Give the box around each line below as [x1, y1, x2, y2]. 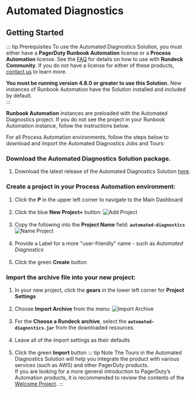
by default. [6, 92, 32, 99]
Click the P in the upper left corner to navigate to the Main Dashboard [14, 196, 183, 203]
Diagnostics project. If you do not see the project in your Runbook [6, 116, 165, 123]
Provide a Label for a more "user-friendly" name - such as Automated [14, 239, 184, 247]
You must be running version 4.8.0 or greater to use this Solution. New [6, 79, 182, 86]
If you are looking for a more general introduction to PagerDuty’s [14, 368, 171, 375]
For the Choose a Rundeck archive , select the [14, 318, 127, 325]
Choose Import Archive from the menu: [14, 305, 111, 312]
